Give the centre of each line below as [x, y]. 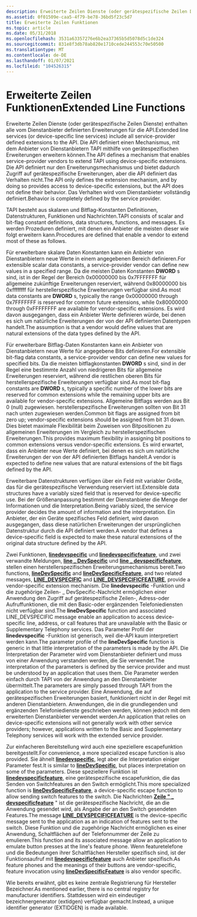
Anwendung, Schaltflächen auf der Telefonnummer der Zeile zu [83, 834]
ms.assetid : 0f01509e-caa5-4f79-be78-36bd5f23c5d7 [69, 17]
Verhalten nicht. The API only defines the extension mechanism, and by [91, 180]
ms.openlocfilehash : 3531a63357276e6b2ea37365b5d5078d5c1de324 [85, 39]
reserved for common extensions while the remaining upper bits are [88, 395]
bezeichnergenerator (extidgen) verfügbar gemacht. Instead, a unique [90, 902]
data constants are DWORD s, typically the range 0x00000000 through [92, 296]
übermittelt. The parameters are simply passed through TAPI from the [89, 686]
